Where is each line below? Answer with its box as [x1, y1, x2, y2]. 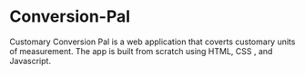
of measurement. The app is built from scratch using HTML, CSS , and [9, 45, 273, 56]
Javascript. [9, 55, 52, 66]
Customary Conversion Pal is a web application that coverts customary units [9, 36, 296, 47]
